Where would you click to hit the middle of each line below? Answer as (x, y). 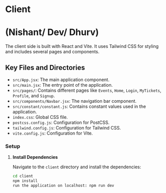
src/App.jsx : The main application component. (61, 80)
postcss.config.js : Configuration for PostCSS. (61, 122)
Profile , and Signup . (34, 95)
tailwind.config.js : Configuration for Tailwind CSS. (67, 127)
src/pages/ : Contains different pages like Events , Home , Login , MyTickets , (87, 90)
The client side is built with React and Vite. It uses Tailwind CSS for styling (82, 46)
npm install (25, 181)
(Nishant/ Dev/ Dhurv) (52, 33)
